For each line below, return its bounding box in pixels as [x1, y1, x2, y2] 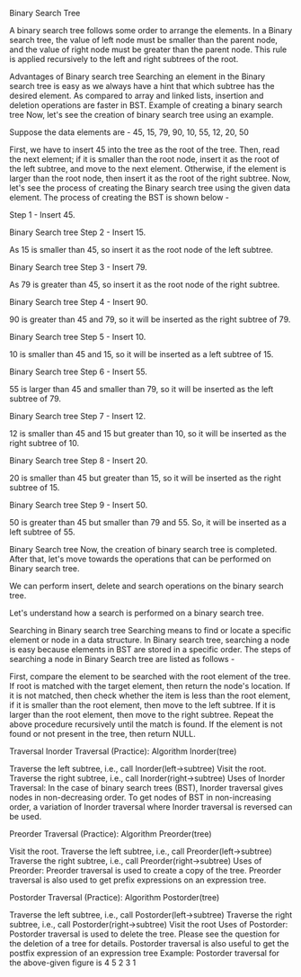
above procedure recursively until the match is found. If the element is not [9, 719, 283, 730]
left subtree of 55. [9, 526, 75, 537]
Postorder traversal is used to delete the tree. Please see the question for [9, 928, 280, 939]
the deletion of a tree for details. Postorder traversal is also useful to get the [9, 938, 289, 948]
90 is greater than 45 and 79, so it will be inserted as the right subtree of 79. [9, 314, 291, 325]
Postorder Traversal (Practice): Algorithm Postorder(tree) [9, 892, 220, 902]
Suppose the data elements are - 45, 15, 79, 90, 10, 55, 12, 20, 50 [9, 127, 250, 138]
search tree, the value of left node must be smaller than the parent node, [9, 35, 279, 45]
